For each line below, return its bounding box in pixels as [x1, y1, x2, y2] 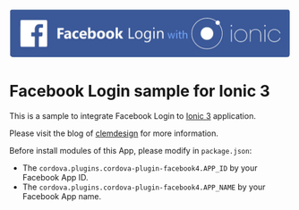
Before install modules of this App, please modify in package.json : [9, 145, 252, 155]
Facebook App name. [21, 190, 102, 201]
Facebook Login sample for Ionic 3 [9, 80, 270, 101]
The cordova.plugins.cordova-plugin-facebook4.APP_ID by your [21, 162, 258, 173]
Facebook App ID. [21, 172, 89, 182]
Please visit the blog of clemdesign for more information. [9, 128, 219, 139]
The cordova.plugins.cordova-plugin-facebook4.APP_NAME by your [21, 181, 266, 192]
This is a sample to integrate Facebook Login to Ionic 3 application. [9, 110, 257, 121]
